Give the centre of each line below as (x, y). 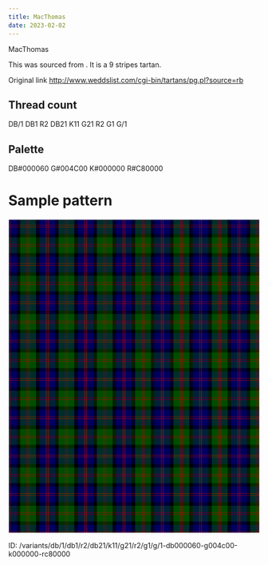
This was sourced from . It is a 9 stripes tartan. (85, 65)
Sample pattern (61, 201)
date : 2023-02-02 (37, 25)
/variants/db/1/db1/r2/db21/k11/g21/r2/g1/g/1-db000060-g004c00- (128, 546)
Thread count (43, 105)
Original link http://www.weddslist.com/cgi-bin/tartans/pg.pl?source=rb (126, 80)
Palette (26, 149)
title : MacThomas (37, 17)
